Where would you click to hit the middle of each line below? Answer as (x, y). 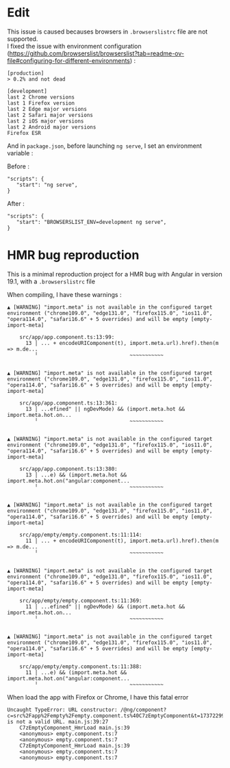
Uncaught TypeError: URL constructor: (62, 710)
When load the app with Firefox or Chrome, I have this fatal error (98, 697)
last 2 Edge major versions (47, 109)
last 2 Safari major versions (50, 115)
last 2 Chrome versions (41, 97)
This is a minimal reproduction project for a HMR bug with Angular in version (115, 274)
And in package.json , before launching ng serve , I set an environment (104, 146)
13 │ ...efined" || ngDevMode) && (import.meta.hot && (105, 409)
